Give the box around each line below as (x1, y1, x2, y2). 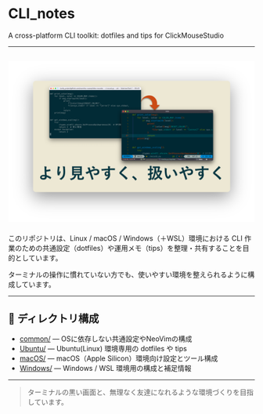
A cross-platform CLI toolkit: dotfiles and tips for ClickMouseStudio (8, 31, 225, 40)
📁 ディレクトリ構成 (8, 311, 99, 325)
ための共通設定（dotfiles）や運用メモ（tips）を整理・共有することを (21, 243, 243, 252)
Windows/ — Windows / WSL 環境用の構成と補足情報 (19, 364, 192, 373)
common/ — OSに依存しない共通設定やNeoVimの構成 (19, 334, 193, 343)
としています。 (14, 252, 63, 263)
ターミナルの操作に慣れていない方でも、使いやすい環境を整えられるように (8, 270, 248, 279)
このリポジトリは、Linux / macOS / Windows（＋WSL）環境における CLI (8, 233, 243, 243)
